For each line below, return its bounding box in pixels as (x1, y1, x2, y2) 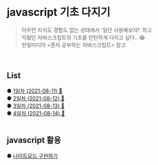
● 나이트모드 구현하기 (7, 152, 58, 159)
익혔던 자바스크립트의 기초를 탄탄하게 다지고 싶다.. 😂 (21, 33, 145, 41)
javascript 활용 (7, 135, 61, 145)
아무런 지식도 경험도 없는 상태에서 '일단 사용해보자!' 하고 (21, 26, 152, 33)
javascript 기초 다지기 (7, 5, 111, 19)
